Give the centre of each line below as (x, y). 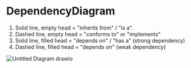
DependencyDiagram (61, 11)
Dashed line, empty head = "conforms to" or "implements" (88, 34)
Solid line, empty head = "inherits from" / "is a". (74, 28)
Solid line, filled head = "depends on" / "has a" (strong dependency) (100, 40)
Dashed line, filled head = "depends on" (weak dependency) (90, 47)
